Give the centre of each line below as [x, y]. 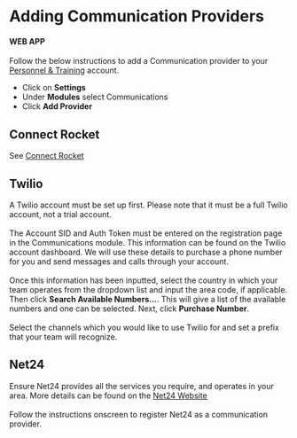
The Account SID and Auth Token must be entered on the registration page [146, 233]
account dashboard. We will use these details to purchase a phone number [146, 252]
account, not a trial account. [61, 215]
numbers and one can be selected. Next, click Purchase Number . [129, 309]
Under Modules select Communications [95, 97]
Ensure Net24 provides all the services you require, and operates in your [142, 386]
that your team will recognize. [63, 337]
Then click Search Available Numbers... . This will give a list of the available [148, 300]
